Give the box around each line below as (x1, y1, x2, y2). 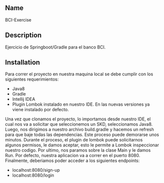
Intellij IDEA (12, 96, 35, 102)
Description (5, 31, 42, 40)
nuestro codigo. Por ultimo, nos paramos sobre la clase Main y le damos (5, 147, 151, 153)
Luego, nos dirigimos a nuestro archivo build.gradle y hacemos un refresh (5, 127, 154, 133)
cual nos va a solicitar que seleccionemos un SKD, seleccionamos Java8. (5, 121, 153, 127)
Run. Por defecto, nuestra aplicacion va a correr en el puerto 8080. (5, 153, 141, 159)
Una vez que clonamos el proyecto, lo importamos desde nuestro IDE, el (5, 116, 151, 122)
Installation (5, 58, 40, 67)
